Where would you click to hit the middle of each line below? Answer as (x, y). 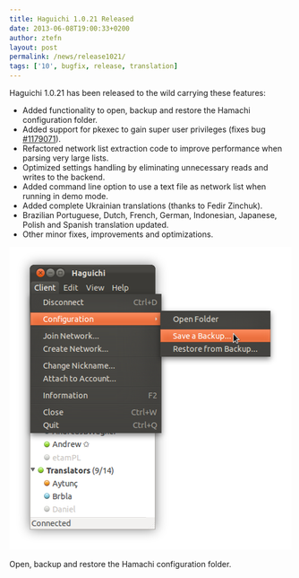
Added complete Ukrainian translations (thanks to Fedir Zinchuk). (142, 206)
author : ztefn (36, 38)
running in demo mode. (65, 196)
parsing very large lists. (65, 158)
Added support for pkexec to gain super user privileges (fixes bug (144, 129)
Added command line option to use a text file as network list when (144, 187)
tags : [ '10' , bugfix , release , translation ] (94, 66)
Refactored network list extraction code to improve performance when (152, 149)
